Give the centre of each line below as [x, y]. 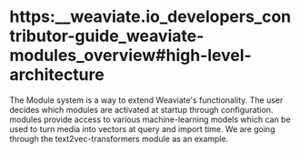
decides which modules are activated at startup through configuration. [141, 109]
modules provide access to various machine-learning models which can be [150, 119]
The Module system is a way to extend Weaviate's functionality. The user [146, 100]
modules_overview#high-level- [130, 56]
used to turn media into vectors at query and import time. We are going [142, 128]
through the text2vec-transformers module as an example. [119, 138]
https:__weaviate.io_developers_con [150, 17]
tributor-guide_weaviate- [107, 36]
